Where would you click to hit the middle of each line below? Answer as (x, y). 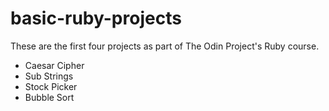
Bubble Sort (49, 97)
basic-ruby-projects (96, 18)
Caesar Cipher (54, 65)
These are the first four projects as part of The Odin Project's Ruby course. (165, 46)
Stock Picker (51, 86)
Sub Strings (49, 76)
